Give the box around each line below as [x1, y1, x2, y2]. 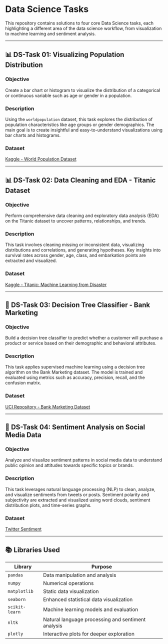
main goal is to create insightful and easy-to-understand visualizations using [5, 126, 163, 133]
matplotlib [7, 588, 33, 594]
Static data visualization [43, 587, 99, 594]
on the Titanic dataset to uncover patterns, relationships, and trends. [5, 217, 146, 223]
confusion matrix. [5, 380, 41, 386]
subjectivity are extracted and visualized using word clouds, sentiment [5, 496, 150, 503]
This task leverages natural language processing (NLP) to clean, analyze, [5, 486, 156, 492]
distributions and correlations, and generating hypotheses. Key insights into [5, 247, 161, 253]
